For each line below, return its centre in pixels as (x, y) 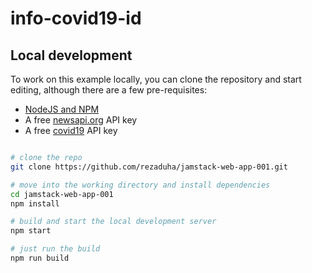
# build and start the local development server (113, 222)
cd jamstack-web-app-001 (62, 194)
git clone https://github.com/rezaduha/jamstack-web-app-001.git (149, 167)
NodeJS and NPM (62, 109)
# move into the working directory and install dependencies (140, 185)
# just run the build (55, 249)
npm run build (40, 258)
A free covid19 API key (71, 130)
